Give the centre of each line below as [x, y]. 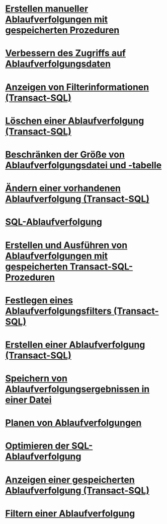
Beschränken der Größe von [65, 154]
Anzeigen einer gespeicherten [70, 480]
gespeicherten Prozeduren [62, 30]
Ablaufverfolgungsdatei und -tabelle [83, 165]
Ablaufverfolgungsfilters [58, 311]
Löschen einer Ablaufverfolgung [75, 121]
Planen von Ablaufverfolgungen [73, 423]
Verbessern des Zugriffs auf [65, 53]
